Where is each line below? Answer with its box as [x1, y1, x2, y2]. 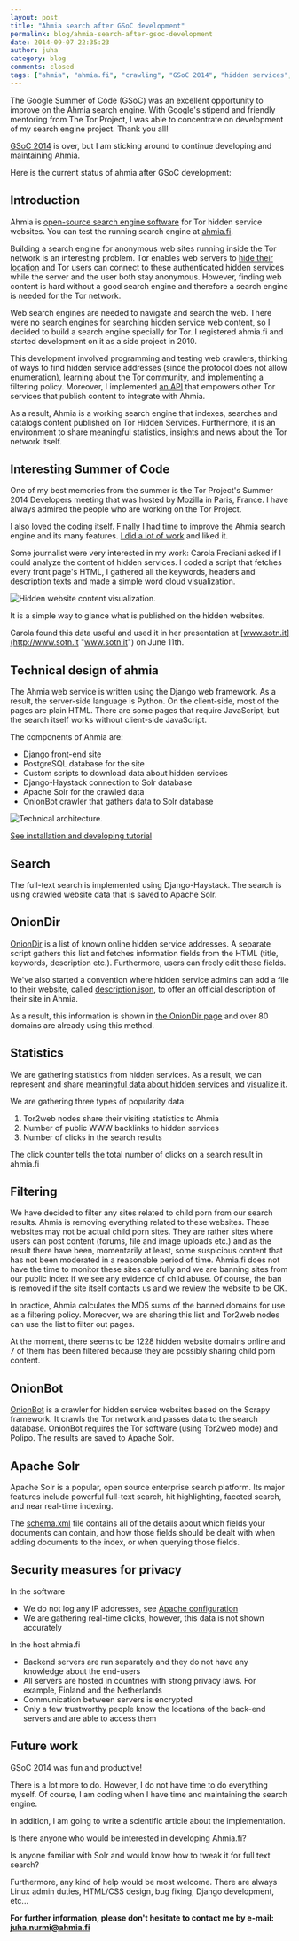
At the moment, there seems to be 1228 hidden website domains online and [10, 1336, 287, 1347]
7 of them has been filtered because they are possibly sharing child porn [10, 1346, 276, 1356]
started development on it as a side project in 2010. [10, 335, 198, 346]
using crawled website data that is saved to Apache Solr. [10, 889, 217, 900]
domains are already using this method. [10, 1019, 154, 1030]
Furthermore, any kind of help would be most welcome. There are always [10, 1876, 278, 1887]
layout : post [10, 12, 59, 22]
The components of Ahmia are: [10, 732, 123, 743]
